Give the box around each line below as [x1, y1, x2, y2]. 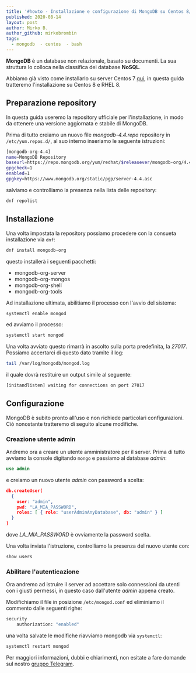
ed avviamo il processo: [6, 321, 64, 328]
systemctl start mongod [6, 332, 64, 339]
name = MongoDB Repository [6, 154, 66, 160]
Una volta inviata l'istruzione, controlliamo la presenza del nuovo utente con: [6, 542, 190, 549]
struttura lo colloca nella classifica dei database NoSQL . [6, 63, 141, 70]
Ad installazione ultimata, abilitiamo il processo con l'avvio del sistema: [6, 299, 177, 306]
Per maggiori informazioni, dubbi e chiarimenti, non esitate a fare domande [6, 654, 186, 661]
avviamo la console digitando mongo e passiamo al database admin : [6, 455, 167, 462]
